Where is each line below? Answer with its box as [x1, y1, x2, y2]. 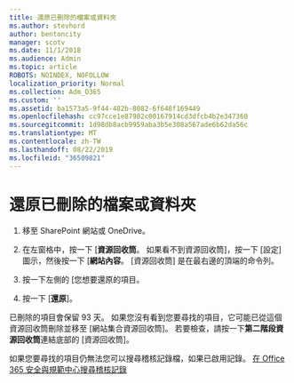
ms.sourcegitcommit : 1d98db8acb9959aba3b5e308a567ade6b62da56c [9, 121, 249, 130]
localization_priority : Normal [9, 79, 125, 88]
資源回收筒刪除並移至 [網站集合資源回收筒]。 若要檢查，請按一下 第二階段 [9, 323, 277, 334]
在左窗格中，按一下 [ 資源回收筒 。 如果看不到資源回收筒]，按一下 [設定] [21, 244, 282, 255]
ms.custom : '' [9, 95, 62, 105]
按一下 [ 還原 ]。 [21, 293, 77, 304]
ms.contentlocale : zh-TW [9, 137, 101, 146]
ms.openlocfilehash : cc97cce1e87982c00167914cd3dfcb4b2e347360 [9, 112, 249, 121]
